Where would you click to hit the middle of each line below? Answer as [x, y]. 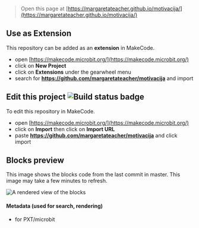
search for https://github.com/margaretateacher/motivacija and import [104, 78]
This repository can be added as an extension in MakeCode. [80, 47]
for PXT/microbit [35, 219]
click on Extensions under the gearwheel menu [73, 72]
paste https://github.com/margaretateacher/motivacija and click [96, 135]
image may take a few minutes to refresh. [57, 181]
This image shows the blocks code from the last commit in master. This [93, 175]
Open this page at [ [44, 9]
